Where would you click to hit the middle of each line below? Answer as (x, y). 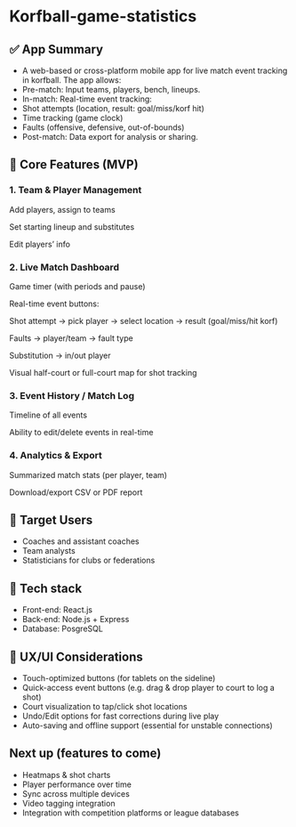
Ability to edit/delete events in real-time (81, 433)
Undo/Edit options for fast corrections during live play (120, 716)
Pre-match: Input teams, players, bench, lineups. (111, 89)
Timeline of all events (48, 415)
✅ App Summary (56, 49)
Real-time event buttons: (54, 304)
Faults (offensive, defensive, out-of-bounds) (103, 127)
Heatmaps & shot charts (66, 774)
